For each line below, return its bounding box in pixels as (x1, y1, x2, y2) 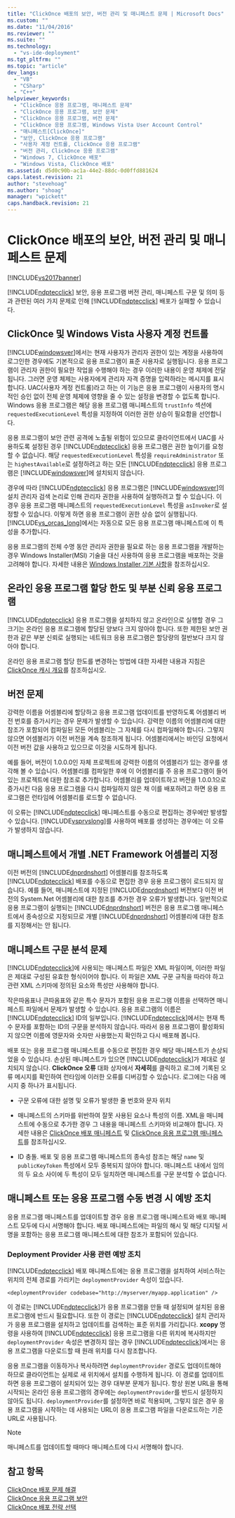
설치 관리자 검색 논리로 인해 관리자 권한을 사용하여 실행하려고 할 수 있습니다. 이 (7, 492, 222, 500)
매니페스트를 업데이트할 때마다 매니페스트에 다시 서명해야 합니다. (7, 1443, 184, 1451)
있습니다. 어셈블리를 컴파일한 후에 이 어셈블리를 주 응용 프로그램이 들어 (34, 767, 228, 775)
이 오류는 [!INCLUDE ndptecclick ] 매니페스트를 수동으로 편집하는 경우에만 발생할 (7, 808, 228, 817)
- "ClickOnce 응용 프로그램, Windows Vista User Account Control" (13, 121, 203, 129)
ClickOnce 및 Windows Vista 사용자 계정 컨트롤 (7, 328, 209, 340)
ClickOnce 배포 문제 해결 (7, 1485, 76, 1493)
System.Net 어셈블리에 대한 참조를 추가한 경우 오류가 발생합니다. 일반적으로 (20, 895, 228, 903)
